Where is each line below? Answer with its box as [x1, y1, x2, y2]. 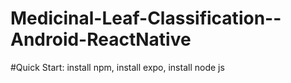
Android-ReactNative [10, 28, 192, 51]
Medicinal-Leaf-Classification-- [10, 7, 282, 30]
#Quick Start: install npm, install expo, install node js [10, 61, 225, 73]
